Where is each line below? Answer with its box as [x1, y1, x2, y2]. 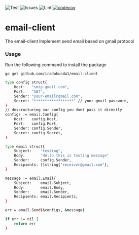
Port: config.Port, [14, 121, 58, 126]
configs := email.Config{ [5, 112, 58, 117]
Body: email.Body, [14, 185, 65, 190]
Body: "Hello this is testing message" [14, 153, 109, 158]
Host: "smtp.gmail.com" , [14, 84, 69, 90]
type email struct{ [5, 144, 45, 149]
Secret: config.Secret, [14, 130, 63, 135]
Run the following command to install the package [5, 62, 107, 68]
